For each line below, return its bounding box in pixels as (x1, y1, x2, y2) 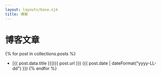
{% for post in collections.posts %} (5, 51, 76, 57)
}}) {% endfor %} (22, 66, 57, 72)
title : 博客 (5, 12, 28, 17)
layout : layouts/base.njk (5, 7, 58, 12)
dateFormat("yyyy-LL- (111, 60, 157, 66)
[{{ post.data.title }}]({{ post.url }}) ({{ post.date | (12, 60, 111, 66)
